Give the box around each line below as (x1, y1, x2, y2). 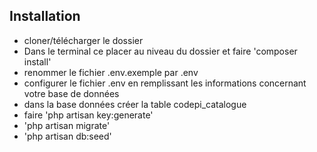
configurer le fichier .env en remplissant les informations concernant (23, 77, 307, 89)
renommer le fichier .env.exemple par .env (23, 66, 199, 78)
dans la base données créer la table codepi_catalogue (23, 98, 247, 110)
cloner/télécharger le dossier (23, 34, 144, 46)
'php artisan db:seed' (23, 130, 112, 142)
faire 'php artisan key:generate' (23, 109, 154, 121)
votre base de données (23, 87, 120, 99)
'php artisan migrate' (23, 119, 111, 131)
